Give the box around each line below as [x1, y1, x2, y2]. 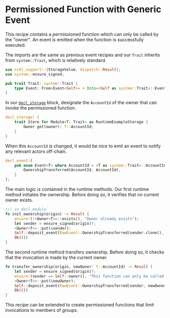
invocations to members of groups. [5, 307, 78, 313]
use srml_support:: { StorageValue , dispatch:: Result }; [5, 67, 121, 72]
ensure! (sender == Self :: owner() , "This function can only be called [14, 273, 164, 279]
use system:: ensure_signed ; [5, 72, 65, 77]
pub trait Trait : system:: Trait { [5, 81, 78, 86]
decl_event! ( [5, 158, 33, 163]
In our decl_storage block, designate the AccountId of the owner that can [5, 100, 157, 106]
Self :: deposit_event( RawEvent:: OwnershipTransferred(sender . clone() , [14, 230, 164, 236]
